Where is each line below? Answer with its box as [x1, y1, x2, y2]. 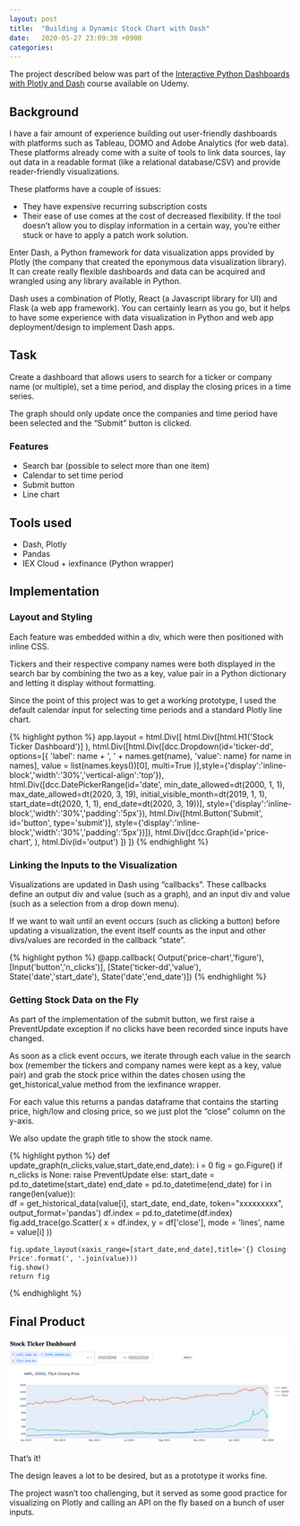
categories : [9, 43, 54, 52]
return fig [9, 1272, 50, 1282]
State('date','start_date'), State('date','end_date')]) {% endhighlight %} [9, 971, 267, 982]
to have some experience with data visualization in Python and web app [9, 313, 274, 323]
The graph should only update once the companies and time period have [9, 408, 279, 419]
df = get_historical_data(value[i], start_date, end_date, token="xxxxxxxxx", [9, 1198, 284, 1209]
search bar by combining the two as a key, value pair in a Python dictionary [9, 667, 287, 678]
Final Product [9, 1314, 85, 1329]
